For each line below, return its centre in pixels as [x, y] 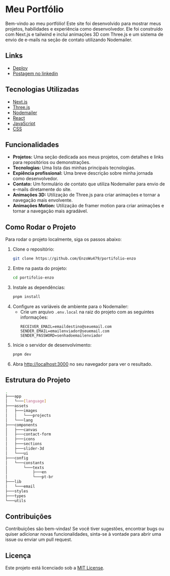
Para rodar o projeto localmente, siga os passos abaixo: [64, 239]
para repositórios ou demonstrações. [51, 162]
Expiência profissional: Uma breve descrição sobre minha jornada [83, 173]
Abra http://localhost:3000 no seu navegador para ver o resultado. [82, 364]
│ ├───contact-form [28, 434]
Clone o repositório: [33, 249]
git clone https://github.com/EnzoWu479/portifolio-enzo [74, 259]
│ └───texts [25, 468]
